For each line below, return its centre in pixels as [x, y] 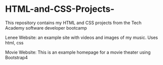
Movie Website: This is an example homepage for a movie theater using [78, 52]
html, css [14, 42]
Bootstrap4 [17, 57]
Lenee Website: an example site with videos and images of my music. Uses [81, 37]
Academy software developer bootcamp [46, 28]
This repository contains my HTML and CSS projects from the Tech [73, 23]
